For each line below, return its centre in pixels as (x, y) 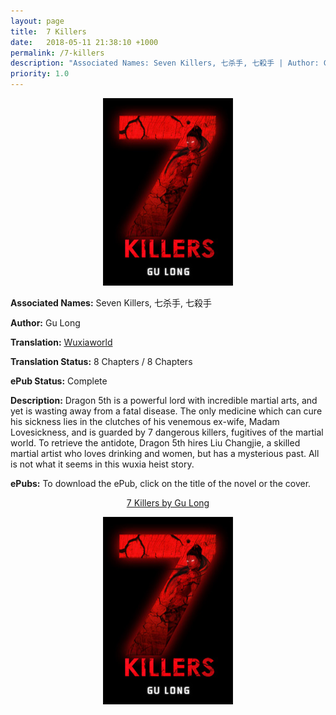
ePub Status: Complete (59, 381)
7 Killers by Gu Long (168, 503)
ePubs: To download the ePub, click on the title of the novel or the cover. (161, 483)
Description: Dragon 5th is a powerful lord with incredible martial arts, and (164, 400)
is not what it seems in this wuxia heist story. (102, 464)
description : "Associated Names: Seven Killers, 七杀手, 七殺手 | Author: (165, 63)
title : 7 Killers (48, 31)
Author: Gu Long (45, 323)
